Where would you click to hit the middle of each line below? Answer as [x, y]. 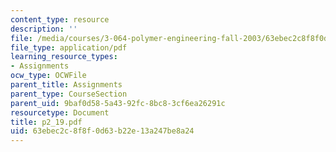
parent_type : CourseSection [69, 94]
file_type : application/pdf [69, 47]
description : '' [44, 29]
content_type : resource [60, 19]
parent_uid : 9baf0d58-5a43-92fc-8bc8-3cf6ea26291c [118, 103]
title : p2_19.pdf [46, 122]
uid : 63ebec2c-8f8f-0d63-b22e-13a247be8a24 [102, 131]
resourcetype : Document [60, 112]
